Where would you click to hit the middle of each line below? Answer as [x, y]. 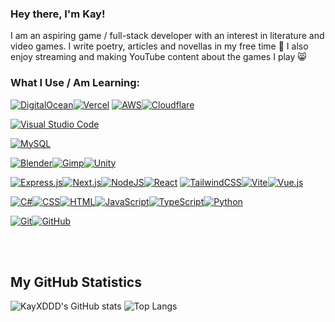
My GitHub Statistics [76, 282]
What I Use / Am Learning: [75, 83]
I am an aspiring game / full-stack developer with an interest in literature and [167, 36]
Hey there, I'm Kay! [58, 14]
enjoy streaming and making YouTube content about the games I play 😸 [158, 57]
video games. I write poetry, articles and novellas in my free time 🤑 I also [159, 46]
